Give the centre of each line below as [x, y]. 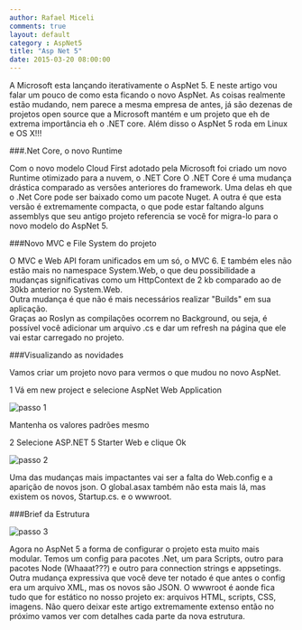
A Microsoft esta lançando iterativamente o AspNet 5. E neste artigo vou [143, 85]
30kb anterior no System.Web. [66, 289]
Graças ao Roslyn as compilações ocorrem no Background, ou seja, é [138, 318]
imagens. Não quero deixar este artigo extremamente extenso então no [142, 607]
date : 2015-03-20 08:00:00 [60, 60]
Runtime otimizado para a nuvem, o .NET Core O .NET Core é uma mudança [151, 178]
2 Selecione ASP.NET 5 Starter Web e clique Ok [98, 442]
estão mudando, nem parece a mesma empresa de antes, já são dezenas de [151, 104]
